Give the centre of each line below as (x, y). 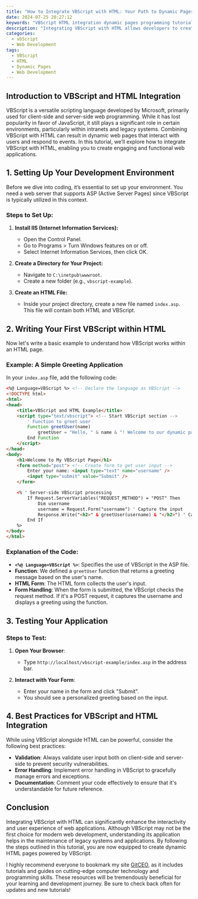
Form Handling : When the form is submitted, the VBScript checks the (99, 590)
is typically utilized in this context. (47, 199)
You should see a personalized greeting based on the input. (96, 697)
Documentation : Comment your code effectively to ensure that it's (95, 782)
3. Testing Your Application (57, 621)
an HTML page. (25, 349)
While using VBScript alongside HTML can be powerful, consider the (90, 739)
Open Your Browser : (40, 651)
